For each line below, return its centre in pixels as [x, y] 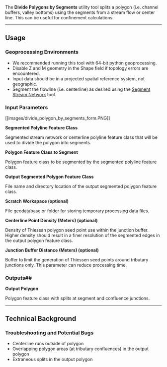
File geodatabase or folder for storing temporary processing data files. [77, 211]
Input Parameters [27, 107]
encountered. [26, 73]
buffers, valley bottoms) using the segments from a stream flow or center [80, 12]
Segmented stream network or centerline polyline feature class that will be [82, 137]
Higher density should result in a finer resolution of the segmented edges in [83, 235]
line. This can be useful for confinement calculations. [59, 18]
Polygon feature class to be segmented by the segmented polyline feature [81, 162]
